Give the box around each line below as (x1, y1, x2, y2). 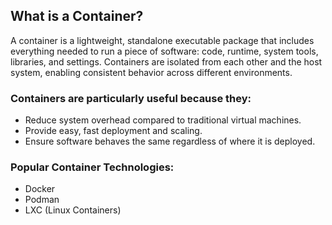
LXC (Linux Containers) (24, 204, 122, 216)
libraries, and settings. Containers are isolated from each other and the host (10, 55, 323, 68)
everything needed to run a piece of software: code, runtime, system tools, (10, 45, 319, 57)
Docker (24, 183, 56, 195)
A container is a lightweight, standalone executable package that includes (10, 34, 315, 46)
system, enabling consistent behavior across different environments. (10, 66, 293, 78)
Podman (24, 194, 60, 206)
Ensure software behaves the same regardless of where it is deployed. (24, 135, 316, 148)
